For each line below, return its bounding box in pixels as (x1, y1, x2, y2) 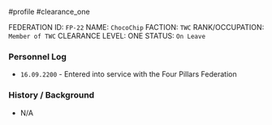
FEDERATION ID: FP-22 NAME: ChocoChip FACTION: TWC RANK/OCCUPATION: (8, 23, 265, 31)
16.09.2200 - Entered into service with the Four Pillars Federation (19, 69, 237, 79)
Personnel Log (8, 51, 67, 62)
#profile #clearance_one (8, 7, 91, 16)
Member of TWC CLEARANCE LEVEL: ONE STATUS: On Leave (8, 31, 205, 40)
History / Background (8, 90, 95, 101)
